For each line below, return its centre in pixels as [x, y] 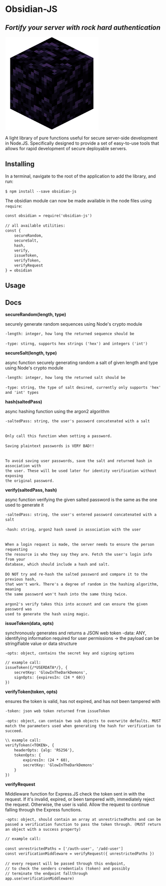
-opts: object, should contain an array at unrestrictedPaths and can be [83, 820]
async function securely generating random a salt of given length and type [82, 363]
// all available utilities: [35, 225]
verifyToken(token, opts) [32, 692]
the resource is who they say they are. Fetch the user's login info [79, 555]
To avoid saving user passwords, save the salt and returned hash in [79, 461]
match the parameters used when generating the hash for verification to [83, 726]
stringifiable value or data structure [41, 644]
